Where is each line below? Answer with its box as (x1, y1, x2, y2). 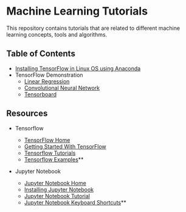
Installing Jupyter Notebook (24, 186, 94, 193)
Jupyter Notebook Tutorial (24, 192, 90, 199)
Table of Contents (6, 49, 76, 59)
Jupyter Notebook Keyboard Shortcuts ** (24, 199, 126, 206)
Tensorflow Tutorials (24, 149, 76, 157)
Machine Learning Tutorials (6, 4, 148, 18)
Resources (6, 108, 48, 119)
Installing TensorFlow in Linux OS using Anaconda (15, 65, 141, 72)
